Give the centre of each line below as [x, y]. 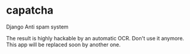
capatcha [30, 10]
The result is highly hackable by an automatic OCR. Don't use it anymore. [95, 38]
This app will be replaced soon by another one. [64, 45]
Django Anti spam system [38, 27]
